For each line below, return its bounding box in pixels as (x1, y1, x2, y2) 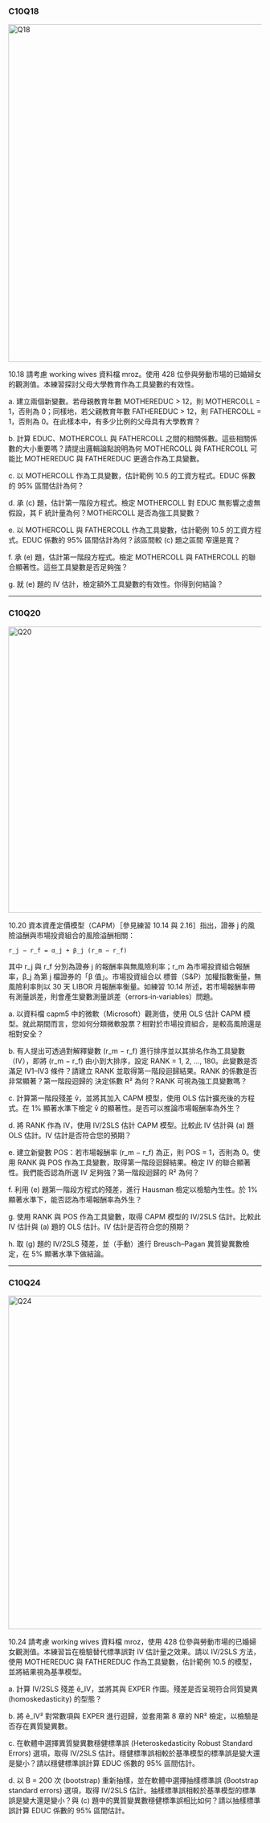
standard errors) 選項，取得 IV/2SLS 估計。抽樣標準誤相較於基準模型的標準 (8, 1785, 257, 1795)
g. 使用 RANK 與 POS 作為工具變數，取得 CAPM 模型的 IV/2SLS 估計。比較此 (8, 1211, 261, 1221)
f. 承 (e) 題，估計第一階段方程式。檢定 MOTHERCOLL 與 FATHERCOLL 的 (8, 552, 249, 562)
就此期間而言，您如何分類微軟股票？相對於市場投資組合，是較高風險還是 (22, 1018, 262, 1028)
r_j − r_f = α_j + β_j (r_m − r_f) (8, 946, 128, 954)
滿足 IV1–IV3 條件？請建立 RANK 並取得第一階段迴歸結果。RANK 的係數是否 (8, 1066, 258, 1075)
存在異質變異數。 (14, 1721, 72, 1731)
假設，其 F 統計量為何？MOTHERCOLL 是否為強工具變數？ (8, 508, 201, 518)
